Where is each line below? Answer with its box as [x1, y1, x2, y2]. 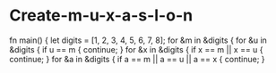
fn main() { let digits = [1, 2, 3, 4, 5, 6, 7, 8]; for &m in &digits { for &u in [9, 35, 267, 45]
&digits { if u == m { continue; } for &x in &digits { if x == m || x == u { [9, 44, 263, 54]
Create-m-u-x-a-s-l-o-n [9, 5, 194, 26]
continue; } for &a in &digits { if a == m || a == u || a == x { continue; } [9, 53, 266, 64]
